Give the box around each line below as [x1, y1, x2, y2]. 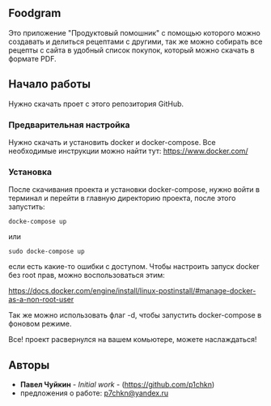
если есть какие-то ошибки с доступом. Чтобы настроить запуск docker [8, 262, 260, 271]
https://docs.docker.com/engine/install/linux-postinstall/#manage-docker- [8, 286, 256, 296]
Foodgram [8, 6, 61, 20]
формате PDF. [8, 53, 57, 63]
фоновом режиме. [8, 319, 72, 329]
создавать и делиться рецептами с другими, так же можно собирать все [8, 36, 263, 46]
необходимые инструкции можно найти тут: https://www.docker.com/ [8, 146, 248, 156]
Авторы [8, 358, 50, 372]
